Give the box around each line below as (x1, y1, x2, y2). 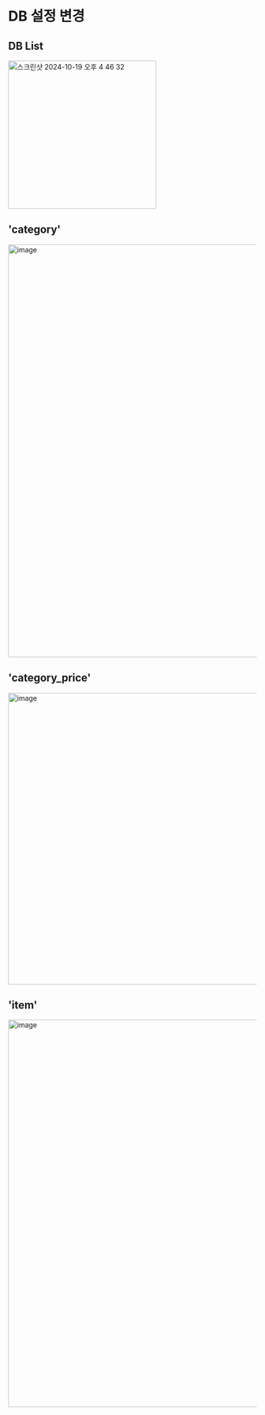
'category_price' (8, 672, 91, 685)
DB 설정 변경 (8, 7, 85, 25)
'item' (8, 998, 38, 1012)
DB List (8, 39, 44, 52)
